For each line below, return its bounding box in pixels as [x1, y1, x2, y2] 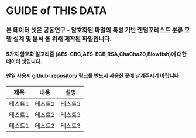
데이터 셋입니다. [6, 57, 43, 65]
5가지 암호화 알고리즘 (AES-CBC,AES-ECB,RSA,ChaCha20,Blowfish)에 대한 [6, 50, 187, 57]
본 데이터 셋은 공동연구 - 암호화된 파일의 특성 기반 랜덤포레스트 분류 [6, 26, 183, 34]
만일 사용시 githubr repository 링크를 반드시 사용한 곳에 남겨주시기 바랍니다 [6, 72, 180, 80]
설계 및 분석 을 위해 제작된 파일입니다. [12, 35, 112, 43]
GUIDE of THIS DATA [6, 4, 107, 18]
